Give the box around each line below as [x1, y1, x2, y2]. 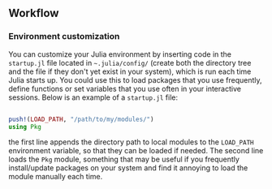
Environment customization [8, 31, 120, 42]
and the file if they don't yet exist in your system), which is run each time [8, 67, 252, 76]
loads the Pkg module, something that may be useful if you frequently [8, 154, 240, 165]
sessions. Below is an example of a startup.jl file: [8, 92, 179, 102]
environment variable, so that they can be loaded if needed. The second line [8, 146, 264, 156]
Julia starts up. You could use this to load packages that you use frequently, [8, 75, 262, 84]
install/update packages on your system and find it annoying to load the [8, 163, 248, 173]
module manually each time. [8, 172, 103, 182]
